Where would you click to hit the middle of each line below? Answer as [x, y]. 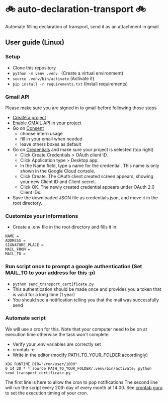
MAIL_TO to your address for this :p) [50, 273]
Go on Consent [28, 128]
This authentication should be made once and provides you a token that [87, 289]
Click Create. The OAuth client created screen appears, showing [87, 176]
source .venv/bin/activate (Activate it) [53, 78]
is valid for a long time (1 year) [44, 294]
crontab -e [24, 349]
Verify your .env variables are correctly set [57, 344]
